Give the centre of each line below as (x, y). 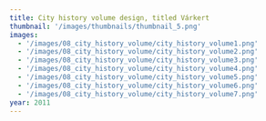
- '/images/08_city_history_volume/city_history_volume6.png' (138, 86)
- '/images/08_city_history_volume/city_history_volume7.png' (138, 94)
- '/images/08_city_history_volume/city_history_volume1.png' (138, 43)
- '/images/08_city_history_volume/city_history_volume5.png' (138, 77)
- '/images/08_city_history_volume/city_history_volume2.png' (138, 52)
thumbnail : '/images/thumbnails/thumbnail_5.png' (106, 26)
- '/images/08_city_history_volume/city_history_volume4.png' (138, 69)
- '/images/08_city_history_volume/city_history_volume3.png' (138, 60)
